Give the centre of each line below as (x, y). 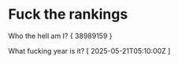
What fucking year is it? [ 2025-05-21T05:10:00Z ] (89, 51)
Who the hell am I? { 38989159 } (60, 36)
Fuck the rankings (68, 14)
